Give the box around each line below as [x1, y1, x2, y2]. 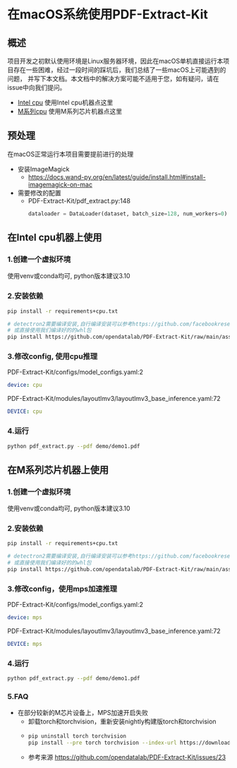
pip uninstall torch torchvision [28, 733, 127, 740]
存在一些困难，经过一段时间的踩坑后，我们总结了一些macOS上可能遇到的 [13, 66, 226, 74]
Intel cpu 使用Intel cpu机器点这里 [17, 98, 114, 107]
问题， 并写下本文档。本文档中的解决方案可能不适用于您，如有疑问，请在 [7, 75, 219, 83]
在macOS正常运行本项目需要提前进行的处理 [7, 150, 134, 158]
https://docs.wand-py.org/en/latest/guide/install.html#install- [28, 172, 206, 181]
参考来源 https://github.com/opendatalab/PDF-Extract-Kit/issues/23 [28, 753, 226, 762]
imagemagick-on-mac [28, 180, 93, 188]
